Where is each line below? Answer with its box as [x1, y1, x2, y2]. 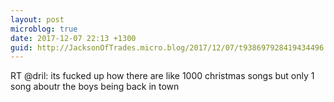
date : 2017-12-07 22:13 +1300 [10, 33, 137, 43]
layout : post [10, 14, 65, 25]
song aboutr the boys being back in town [10, 81, 180, 93]
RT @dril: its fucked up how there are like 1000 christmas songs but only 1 [10, 70, 315, 82]
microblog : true [10, 24, 78, 34]
